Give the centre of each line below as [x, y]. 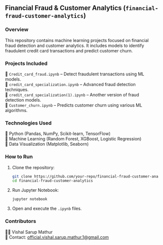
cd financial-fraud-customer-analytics [53, 181]
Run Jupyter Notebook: [36, 190]
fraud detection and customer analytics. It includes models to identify [75, 45]
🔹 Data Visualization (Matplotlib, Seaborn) [47, 144]
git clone [22, 176]
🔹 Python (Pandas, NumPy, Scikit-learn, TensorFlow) [58, 134]
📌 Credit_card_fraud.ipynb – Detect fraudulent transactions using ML [75, 74]
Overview [17, 30]
